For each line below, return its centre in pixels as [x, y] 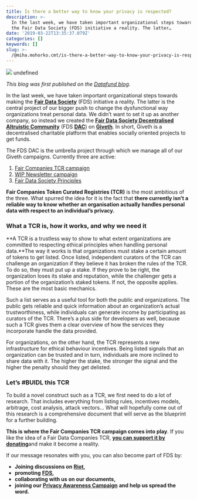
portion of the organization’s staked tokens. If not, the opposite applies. [92, 282]
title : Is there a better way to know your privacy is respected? [89, 11]
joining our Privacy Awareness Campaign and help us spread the [95, 485]
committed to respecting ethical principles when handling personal [87, 245]
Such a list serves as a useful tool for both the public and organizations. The [98, 299]
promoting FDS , [34, 473]
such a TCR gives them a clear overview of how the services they [85, 325]
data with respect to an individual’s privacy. [60, 210]
